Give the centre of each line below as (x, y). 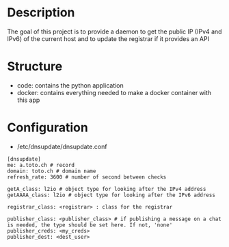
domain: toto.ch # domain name (52, 171)
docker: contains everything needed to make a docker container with (114, 92)
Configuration (48, 128)
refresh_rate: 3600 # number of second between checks (87, 177)
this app (28, 100)
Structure (35, 67)
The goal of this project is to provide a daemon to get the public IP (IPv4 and (114, 31)
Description (41, 13)
